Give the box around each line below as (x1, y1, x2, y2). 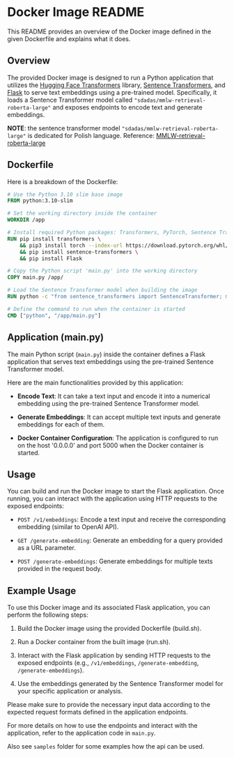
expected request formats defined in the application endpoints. (7, 708, 188, 717)
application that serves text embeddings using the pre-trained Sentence (7, 357, 214, 366)
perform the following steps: (7, 611, 88, 619)
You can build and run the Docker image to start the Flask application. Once (7, 487, 224, 496)
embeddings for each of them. (17, 420, 105, 429)
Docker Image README (7, 4, 145, 20)
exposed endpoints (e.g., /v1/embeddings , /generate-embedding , (17, 659, 199, 667)
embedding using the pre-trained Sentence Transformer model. (17, 399, 200, 408)
